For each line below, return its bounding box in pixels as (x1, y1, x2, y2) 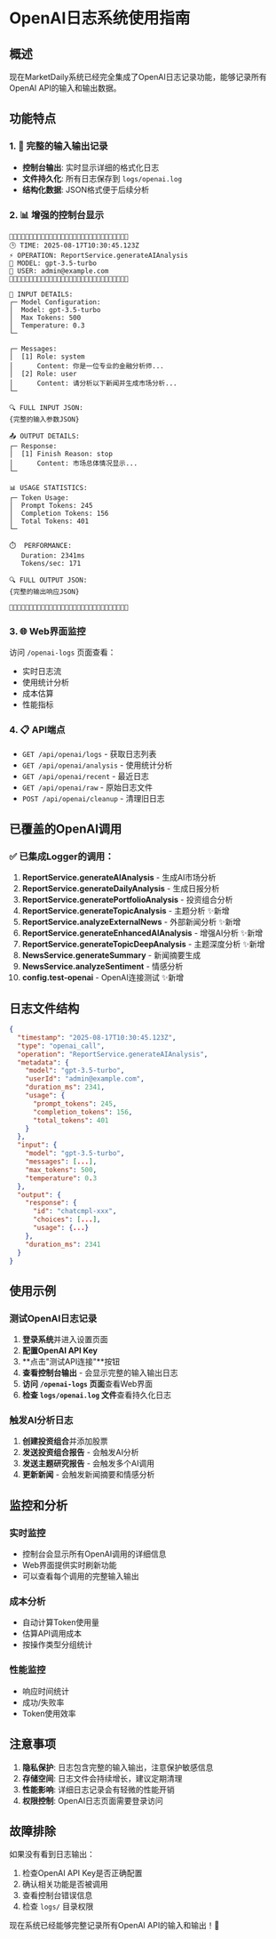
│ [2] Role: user (9, 369, 77, 378)
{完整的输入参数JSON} (9, 414, 80, 423)
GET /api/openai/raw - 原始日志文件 (21, 782, 154, 792)
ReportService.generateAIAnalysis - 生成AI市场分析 (21, 873, 217, 883)
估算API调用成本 (21, 1629, 83, 1639)
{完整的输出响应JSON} (9, 587, 80, 596)
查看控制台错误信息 (21, 1890, 93, 1901)
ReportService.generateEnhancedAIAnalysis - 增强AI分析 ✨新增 (21, 928, 264, 938)
